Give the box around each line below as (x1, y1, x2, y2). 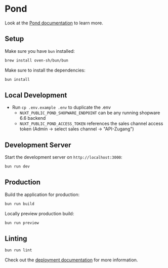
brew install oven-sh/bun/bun (5, 58, 69, 63)
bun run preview (5, 220, 39, 225)
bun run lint (5, 248, 32, 253)
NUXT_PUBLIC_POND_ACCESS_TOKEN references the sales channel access (19, 120, 163, 127)
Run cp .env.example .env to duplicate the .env (12, 105, 111, 111)
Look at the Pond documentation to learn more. (5, 20, 103, 26)
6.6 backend (19, 115, 46, 121)
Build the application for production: (5, 191, 79, 197)
